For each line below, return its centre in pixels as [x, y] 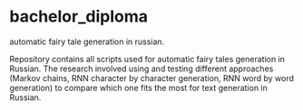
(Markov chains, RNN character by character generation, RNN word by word [152, 78]
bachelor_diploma [78, 17]
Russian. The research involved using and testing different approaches [142, 69]
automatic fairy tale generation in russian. [87, 41]
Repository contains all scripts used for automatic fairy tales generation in [147, 59]
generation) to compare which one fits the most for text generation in [138, 87]
